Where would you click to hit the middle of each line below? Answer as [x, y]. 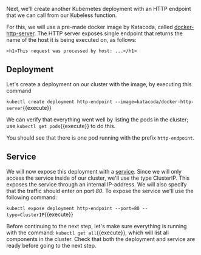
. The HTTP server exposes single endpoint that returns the [109, 33]
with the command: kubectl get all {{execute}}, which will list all [87, 233]
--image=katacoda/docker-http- [155, 102]
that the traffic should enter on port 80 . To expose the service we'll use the [100, 191]
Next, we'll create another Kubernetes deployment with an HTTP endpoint [99, 9]
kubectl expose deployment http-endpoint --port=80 [73, 208]
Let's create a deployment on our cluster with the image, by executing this [99, 84]
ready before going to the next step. [51, 245]
